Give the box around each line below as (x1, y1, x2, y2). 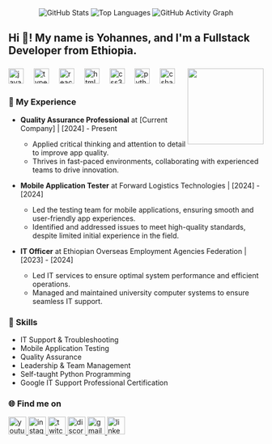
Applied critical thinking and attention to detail (32, 139, 186, 149)
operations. (32, 279, 70, 289)
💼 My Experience (8, 96, 77, 108)
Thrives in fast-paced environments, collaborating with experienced (32, 156, 259, 166)
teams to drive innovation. (32, 165, 120, 175)
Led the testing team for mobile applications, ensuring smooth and (32, 205, 254, 214)
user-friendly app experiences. (32, 214, 136, 223)
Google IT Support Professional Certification (19, 378, 168, 387)
